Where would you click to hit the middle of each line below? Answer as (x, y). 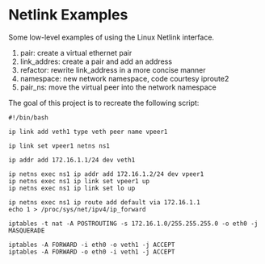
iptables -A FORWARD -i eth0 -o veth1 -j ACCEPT (92, 245)
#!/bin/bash (28, 117)
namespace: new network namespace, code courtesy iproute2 (124, 78)
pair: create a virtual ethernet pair (76, 52)
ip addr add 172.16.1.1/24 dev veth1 (72, 160)
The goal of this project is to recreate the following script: (104, 103)
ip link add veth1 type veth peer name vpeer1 (88, 132)
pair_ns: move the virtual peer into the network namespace (118, 87)
